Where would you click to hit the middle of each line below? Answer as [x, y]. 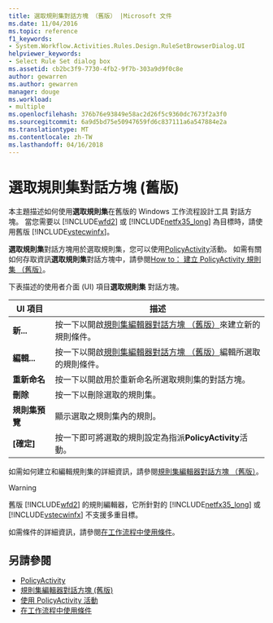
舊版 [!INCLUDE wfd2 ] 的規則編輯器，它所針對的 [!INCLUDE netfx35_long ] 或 [135, 505]
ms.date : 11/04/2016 [43, 24]
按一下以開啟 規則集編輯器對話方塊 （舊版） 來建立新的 [158, 325]
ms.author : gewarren [43, 84]
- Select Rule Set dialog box [60, 62]
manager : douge [34, 92]
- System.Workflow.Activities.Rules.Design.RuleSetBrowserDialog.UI [127, 46]
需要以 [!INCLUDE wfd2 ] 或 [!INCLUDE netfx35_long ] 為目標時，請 [147, 222]
